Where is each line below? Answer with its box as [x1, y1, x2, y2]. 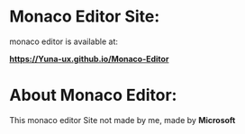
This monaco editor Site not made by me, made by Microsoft [9, 114, 236, 125]
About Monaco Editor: [9, 85, 177, 105]
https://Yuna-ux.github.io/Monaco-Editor [9, 53, 169, 64]
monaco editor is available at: [9, 36, 119, 47]
